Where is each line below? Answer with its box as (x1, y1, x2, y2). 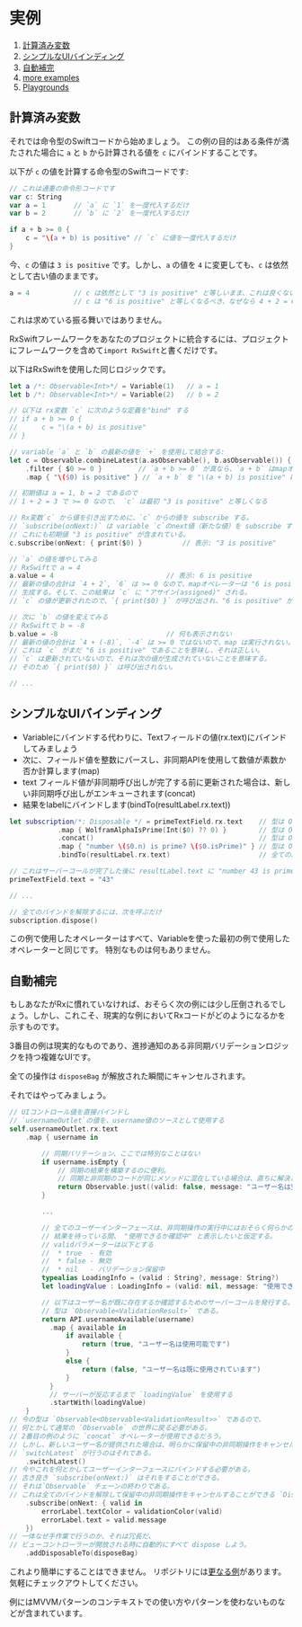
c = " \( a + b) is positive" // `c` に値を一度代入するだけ (25, 234, 236, 243)
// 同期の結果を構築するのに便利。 (57, 1166, 171, 1175)
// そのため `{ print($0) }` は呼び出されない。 (9, 662, 177, 672)
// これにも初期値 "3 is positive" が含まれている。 (9, 529, 191, 539)
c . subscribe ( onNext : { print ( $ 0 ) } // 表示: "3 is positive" (9, 538, 277, 547)
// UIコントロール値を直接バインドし (9, 1107, 130, 1117)
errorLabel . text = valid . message (41, 1516, 167, 1525)
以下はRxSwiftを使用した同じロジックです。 (9, 363, 171, 374)
